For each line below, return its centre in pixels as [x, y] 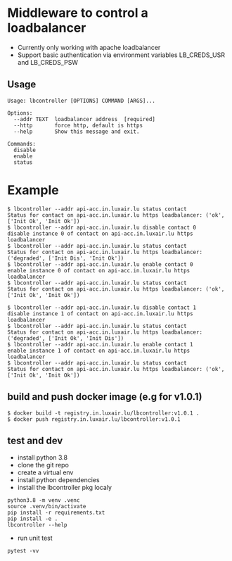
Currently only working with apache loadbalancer [89, 47]
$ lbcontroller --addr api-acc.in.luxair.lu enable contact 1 [100, 344]
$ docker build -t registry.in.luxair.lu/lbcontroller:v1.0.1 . [103, 413]
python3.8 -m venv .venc [44, 500]
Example [33, 190]
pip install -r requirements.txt [56, 513]
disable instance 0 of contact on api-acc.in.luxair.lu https [100, 234]
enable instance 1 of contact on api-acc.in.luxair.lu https [99, 351]
